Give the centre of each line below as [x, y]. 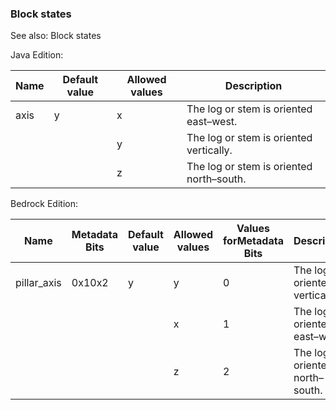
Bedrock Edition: [44, 204]
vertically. [209, 150]
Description [253, 86]
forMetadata [253, 241]
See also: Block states [56, 36]
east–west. [212, 122]
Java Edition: [37, 55]
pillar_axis [38, 283]
